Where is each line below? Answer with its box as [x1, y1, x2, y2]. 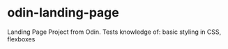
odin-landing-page [7, 5, 120, 21]
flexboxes [7, 35, 36, 43]
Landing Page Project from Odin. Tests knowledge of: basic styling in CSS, [7, 28, 222, 36]
